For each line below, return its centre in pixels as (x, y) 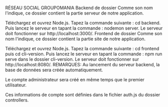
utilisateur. (16, 85)
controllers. (17, 100)
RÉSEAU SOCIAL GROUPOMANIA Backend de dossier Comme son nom (79, 8)
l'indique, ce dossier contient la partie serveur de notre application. (74, 13)
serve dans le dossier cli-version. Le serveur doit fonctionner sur (72, 59)
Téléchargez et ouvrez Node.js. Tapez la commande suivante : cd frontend (82, 48)
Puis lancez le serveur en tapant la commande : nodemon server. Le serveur (84, 28)
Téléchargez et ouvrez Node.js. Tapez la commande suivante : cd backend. (83, 23)
